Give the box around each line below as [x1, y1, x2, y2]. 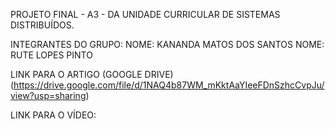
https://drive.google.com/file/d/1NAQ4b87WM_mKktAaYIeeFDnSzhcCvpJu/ [13, 79, 325, 91]
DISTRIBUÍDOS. [10, 19, 75, 31]
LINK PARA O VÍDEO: [10, 109, 97, 121]
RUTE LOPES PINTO [10, 49, 93, 61]
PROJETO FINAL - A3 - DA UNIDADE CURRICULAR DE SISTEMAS [10, 9, 281, 20]
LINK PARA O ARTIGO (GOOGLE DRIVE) [10, 69, 174, 80]
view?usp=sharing [10, 90, 87, 101]
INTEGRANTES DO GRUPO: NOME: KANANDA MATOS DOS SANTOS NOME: [10, 39, 325, 50]
